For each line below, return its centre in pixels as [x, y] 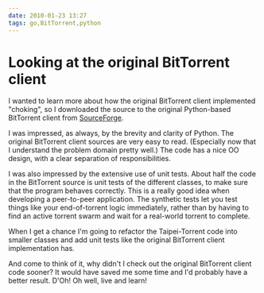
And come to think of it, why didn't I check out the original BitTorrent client [130, 264]
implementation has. [42, 249]
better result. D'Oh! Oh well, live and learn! [78, 281]
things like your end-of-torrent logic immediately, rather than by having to [128, 208]
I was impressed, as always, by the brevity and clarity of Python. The [121, 133]
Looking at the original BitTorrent [119, 62]
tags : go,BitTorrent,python [55, 23]
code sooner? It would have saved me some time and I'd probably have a [128, 272]
